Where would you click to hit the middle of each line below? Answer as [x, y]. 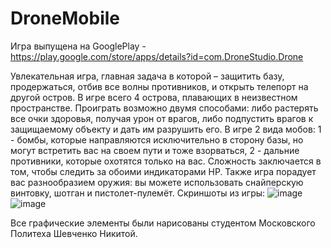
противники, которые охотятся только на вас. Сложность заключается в [166, 161]
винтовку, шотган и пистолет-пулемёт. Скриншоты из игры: [138, 193]
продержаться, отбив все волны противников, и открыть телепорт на [159, 86]
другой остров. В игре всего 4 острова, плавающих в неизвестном [154, 97]
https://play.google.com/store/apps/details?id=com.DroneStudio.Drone [157, 56]
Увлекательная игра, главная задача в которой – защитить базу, [147, 76]
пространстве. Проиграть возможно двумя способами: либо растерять [164, 108]
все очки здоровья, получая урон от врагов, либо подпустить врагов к [162, 118]
